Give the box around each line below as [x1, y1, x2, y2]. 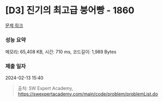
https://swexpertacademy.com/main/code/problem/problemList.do [17, 91, 158, 97]
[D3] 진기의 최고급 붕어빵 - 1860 [5, 5, 134, 16]
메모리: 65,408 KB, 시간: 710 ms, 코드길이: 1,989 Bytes [5, 49, 117, 55]
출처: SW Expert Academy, [17, 85, 73, 91]
